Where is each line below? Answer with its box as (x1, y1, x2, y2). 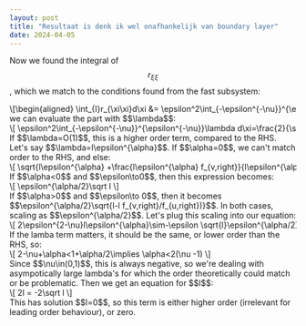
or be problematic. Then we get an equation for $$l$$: (9, 278, 214, 289)
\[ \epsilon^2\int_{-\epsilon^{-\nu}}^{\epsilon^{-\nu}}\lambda (9, 123, 236, 134)
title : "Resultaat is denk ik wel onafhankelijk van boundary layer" (9, 22, 280, 31)
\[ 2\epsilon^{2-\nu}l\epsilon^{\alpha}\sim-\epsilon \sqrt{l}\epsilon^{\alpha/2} (9, 219, 299, 230)
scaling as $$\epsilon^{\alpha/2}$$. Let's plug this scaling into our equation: (9, 210, 297, 221)
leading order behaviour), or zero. (9, 307, 137, 318)
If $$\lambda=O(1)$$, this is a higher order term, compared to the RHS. (9, 133, 278, 144)
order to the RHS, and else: (9, 152, 111, 163)
